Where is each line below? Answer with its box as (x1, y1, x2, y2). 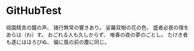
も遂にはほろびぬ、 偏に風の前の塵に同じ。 (6, 38, 110, 45)
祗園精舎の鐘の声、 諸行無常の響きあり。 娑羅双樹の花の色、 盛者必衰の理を (6, 24, 189, 31)
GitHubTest (6, 4, 62, 17)
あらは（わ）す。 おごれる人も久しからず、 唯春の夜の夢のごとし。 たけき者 (6, 31, 188, 38)
